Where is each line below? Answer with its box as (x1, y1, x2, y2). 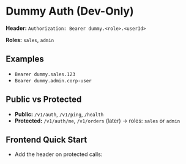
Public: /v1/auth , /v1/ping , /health (14, 110, 104, 118)
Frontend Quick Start (6, 134, 87, 144)
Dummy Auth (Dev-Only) (6, 4, 134, 18)
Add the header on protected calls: (14, 151, 103, 158)
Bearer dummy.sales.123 (14, 71, 76, 77)
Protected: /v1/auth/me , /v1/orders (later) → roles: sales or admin (14, 117, 180, 124)
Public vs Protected (6, 94, 82, 105)
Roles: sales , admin (6, 36, 54, 43)
